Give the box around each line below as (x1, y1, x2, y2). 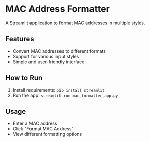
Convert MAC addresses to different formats (12, 48, 106, 54)
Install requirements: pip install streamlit (12, 87, 105, 93)
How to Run (5, 74, 43, 82)
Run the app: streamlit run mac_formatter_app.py (12, 92, 118, 98)
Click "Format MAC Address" (12, 126, 74, 132)
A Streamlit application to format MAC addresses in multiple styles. (5, 20, 145, 26)
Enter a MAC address (12, 120, 57, 127)
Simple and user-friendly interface (12, 59, 85, 65)
